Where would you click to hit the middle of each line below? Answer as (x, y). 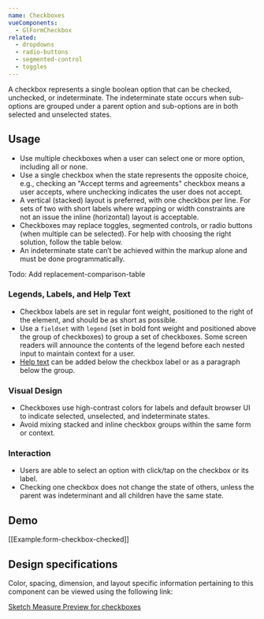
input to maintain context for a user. (77, 353)
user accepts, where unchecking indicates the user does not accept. (131, 192)
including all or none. (54, 166)
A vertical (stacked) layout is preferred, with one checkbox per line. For (135, 200)
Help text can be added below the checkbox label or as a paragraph (130, 362)
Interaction (30, 453)
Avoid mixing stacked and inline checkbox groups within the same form (135, 425)
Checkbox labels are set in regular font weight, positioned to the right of (136, 311)
